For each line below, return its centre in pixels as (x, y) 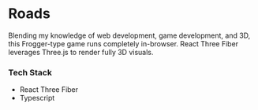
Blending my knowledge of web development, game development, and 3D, (129, 35)
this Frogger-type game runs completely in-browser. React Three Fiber (123, 43)
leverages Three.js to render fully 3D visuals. (81, 52)
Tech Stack (30, 72)
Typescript (37, 98)
